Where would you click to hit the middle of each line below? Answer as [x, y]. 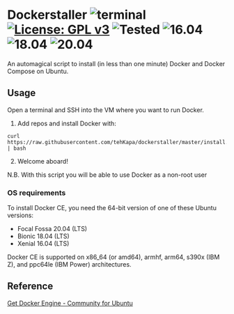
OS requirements [37, 193]
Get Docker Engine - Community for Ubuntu [70, 303]
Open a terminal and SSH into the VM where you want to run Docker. [106, 110]
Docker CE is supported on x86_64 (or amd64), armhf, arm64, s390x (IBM [114, 257]
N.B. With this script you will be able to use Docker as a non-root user [107, 175]
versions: [20, 215]
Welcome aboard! [42, 161]
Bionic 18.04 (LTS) [43, 236]
